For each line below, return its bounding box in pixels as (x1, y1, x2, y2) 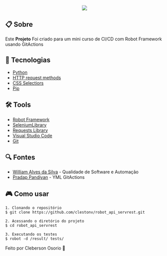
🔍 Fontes (5, 153, 35, 162)
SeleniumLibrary (12, 121, 47, 128)
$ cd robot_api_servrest (5, 223, 57, 228)
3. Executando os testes (5, 232, 57, 237)
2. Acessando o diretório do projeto (5, 219, 85, 224)
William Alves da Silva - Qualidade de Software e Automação (12, 169, 139, 175)
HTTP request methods (12, 75, 61, 81)
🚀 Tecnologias (5, 56, 51, 65)
